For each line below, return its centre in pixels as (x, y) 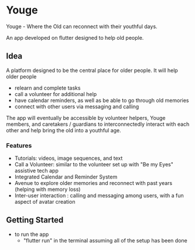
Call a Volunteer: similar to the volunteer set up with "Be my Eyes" (94, 165)
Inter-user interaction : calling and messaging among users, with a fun (99, 196)
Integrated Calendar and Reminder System (66, 177)
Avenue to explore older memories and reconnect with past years (93, 183)
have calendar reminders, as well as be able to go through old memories (102, 100)
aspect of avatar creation (45, 202)
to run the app (32, 234)
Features (19, 145)
